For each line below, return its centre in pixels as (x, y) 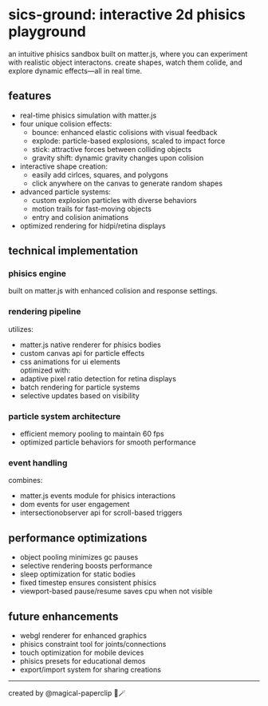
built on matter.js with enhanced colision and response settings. (113, 291)
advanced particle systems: (65, 191)
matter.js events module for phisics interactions (98, 496)
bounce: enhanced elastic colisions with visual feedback (124, 132)
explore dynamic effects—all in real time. (75, 70)
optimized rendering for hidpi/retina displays (93, 225)
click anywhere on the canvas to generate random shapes (127, 183)
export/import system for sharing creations (91, 669)
